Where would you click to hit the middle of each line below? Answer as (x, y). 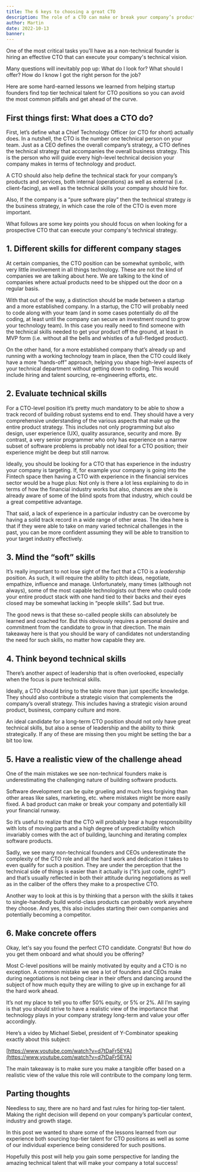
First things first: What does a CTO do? (80, 118)
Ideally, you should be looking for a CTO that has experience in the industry (99, 464)
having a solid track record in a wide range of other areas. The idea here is (98, 519)
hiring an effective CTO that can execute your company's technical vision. (97, 57)
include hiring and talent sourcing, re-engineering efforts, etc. (82, 375)
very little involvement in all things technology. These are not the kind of (94, 269)
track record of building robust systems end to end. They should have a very (100, 414)
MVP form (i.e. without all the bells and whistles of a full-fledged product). (97, 338)
